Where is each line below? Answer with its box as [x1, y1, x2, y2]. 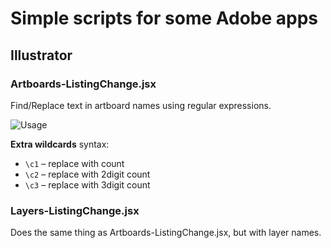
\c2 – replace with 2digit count [24, 168, 151, 180]
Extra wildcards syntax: [10, 138, 110, 150]
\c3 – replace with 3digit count [24, 178, 151, 191]
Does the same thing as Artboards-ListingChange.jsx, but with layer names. [10, 227, 322, 239]
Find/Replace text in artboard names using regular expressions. [10, 99, 272, 111]
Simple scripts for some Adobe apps [10, 7, 319, 30]
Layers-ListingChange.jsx [10, 203, 140, 217]
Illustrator [10, 47, 73, 64]
